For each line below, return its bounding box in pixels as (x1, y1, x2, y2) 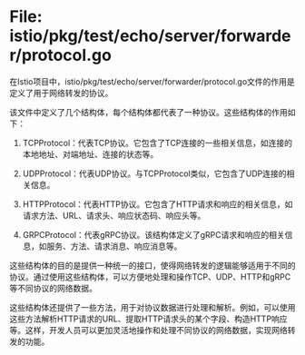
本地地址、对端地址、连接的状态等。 (22, 148, 159, 160)
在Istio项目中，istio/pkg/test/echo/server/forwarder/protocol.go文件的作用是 (9, 75, 295, 87)
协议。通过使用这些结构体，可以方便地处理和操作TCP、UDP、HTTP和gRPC (9, 271, 291, 282)
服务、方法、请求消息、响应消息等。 (46, 241, 182, 251)
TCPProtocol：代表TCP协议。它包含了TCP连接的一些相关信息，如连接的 (22, 137, 293, 148)
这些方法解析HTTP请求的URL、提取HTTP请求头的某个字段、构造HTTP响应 (9, 313, 288, 324)
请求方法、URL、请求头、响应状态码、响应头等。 (22, 210, 206, 221)
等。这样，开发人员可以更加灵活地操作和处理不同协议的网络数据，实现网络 (9, 324, 288, 335)
